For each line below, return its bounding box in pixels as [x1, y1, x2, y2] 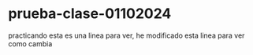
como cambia [8, 38, 53, 48]
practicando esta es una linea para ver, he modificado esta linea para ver [8, 31, 245, 40]
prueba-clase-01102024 [8, 5, 172, 23]
